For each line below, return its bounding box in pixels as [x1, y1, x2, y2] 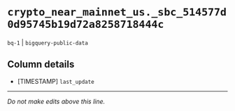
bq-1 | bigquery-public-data [7, 38, 89, 47]
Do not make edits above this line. [7, 97, 106, 105]
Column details [7, 59, 75, 71]
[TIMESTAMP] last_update [17, 77, 94, 85]
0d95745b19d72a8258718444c [7, 18, 164, 31]
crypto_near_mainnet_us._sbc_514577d [7, 6, 227, 19]
